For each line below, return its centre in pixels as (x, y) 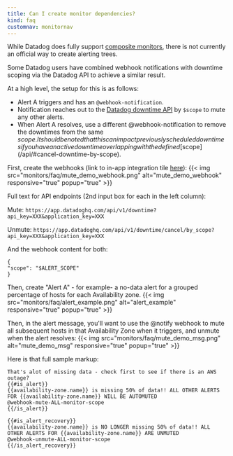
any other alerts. (41, 117)
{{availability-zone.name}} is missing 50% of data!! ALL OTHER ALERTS (113, 391)
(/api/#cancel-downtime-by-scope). (69, 154)
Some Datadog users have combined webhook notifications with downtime (115, 68)
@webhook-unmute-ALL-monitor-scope (59, 440)
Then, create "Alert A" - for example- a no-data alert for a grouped (103, 287)
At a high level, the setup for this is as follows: (73, 89)
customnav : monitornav (40, 27)
